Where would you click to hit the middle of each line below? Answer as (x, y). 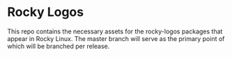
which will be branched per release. (59, 46)
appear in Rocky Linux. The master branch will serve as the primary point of (116, 38)
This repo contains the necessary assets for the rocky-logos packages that (115, 31)
